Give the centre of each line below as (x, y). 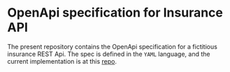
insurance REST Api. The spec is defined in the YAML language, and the (109, 54)
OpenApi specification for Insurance (115, 13)
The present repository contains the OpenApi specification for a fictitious (113, 46)
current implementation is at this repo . (62, 61)
